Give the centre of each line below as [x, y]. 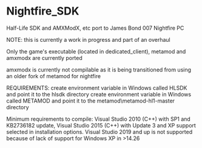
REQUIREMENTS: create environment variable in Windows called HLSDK [97, 88]
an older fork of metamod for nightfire [54, 76]
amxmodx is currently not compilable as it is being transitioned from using [99, 69]
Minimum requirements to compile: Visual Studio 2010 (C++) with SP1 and [99, 119]
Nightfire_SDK [43, 11]
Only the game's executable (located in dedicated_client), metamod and [96, 51]
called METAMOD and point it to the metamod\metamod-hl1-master [90, 101]
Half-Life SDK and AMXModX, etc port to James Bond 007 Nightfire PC [95, 28]
